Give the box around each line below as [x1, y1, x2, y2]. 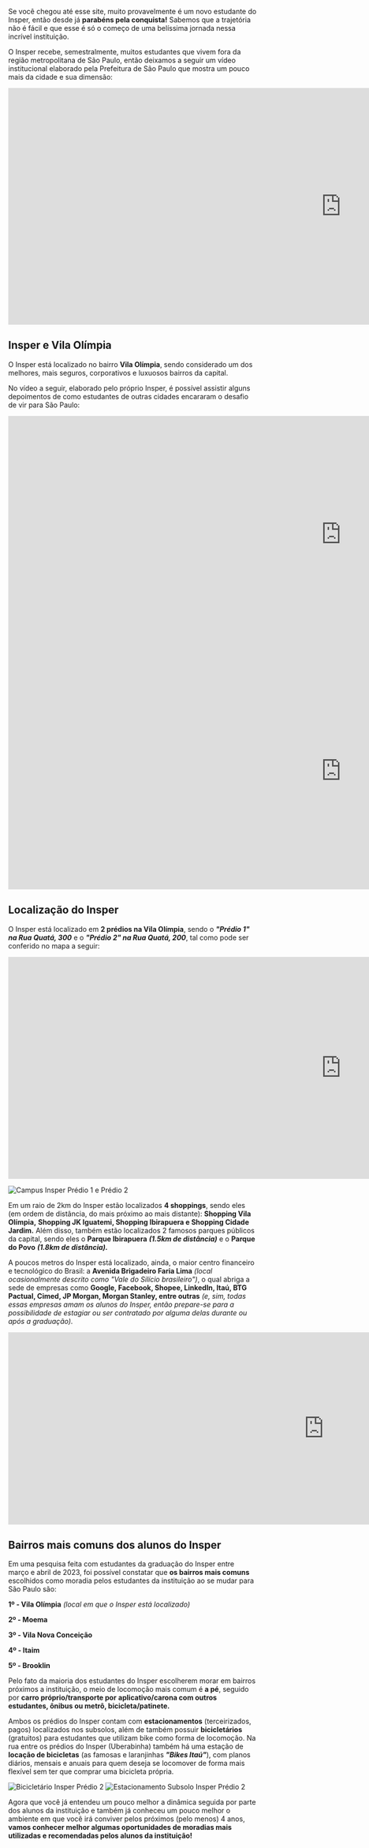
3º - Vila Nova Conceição [8, 1630, 93, 1640]
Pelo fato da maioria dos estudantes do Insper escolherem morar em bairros [8, 1676, 256, 1685]
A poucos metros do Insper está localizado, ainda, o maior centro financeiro [8, 1258, 255, 1267]
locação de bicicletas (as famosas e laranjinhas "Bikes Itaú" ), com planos [8, 1750, 251, 1760]
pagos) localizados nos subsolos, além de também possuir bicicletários [8, 1725, 243, 1734]
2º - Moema [8, 1615, 48, 1625]
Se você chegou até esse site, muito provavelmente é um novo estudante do [8, 7, 257, 16]
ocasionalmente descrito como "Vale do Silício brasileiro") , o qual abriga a [8, 1274, 250, 1284]
